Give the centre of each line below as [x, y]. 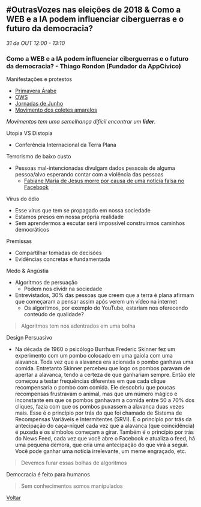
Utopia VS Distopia [29, 133]
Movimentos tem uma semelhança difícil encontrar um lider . [81, 122]
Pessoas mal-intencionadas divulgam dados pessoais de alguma [95, 168]
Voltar [13, 498]
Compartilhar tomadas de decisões [58, 253]
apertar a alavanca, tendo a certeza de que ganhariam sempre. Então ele [105, 375]
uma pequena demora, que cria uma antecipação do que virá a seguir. [102, 445]
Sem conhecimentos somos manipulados [72, 486]
